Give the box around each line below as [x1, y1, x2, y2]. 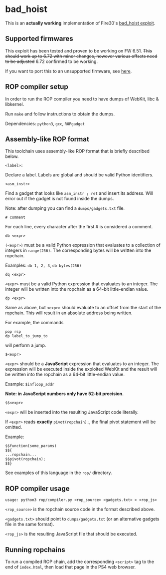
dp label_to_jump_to [5, 334, 48, 339]
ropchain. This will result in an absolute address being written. [5, 310, 133, 316]
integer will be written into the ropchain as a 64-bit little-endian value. [5, 286, 149, 292]
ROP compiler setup [5, 82, 68, 91]
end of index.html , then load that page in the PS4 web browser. [5, 564, 136, 570]
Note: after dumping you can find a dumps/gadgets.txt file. [5, 205, 125, 211]
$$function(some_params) [5, 444, 57, 449]
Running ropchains [5, 546, 66, 554]
